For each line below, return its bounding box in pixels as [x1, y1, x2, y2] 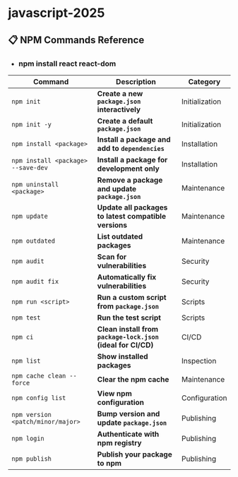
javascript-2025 [8, 5, 105, 21]
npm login [11, 434, 44, 442]
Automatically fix [97, 272, 157, 282]
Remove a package [97, 175, 163, 185]
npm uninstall [11, 180, 59, 188]
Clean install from [97, 324, 158, 334]
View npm [97, 388, 133, 398]
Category [188, 76, 221, 86]
